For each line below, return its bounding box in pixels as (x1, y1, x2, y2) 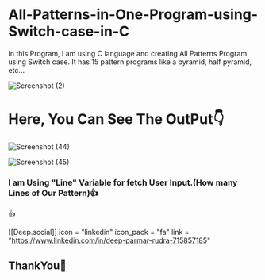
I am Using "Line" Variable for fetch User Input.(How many (8, 177, 238, 188)
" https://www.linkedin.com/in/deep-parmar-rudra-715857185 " (8, 236, 211, 245)
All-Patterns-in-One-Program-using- (8, 6, 259, 24)
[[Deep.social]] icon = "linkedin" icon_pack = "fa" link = (8, 228, 190, 237)
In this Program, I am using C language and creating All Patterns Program (8, 48, 248, 58)
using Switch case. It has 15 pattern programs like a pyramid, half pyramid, (8, 57, 252, 67)
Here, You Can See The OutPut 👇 (8, 110, 225, 128)
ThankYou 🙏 (8, 259, 67, 272)
